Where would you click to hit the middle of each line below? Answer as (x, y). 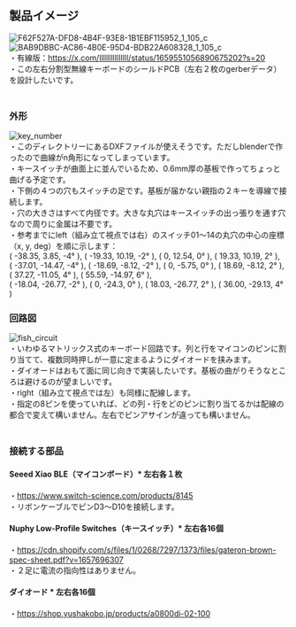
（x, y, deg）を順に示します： (64, 246)
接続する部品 (37, 452)
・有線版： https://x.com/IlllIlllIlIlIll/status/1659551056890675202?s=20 (137, 58)
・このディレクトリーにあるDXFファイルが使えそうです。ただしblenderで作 (146, 147)
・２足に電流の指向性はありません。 (75, 570)
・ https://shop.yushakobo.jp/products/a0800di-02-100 (110, 613)
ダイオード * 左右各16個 (52, 592)
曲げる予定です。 (40, 180)
